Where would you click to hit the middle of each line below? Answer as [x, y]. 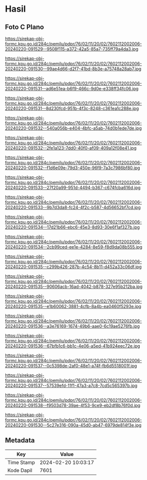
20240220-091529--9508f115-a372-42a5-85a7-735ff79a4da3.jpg [72, 49]
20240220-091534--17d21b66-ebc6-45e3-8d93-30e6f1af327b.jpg [72, 227]
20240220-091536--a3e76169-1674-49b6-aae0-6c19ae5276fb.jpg [72, 326]
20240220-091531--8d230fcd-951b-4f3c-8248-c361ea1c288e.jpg [72, 108]
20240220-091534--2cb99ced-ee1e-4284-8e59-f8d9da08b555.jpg [74, 247]
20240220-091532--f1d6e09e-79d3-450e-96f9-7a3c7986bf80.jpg [73, 168]
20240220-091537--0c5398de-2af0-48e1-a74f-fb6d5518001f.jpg [71, 366]
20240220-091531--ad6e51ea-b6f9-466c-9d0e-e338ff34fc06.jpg [72, 88]
